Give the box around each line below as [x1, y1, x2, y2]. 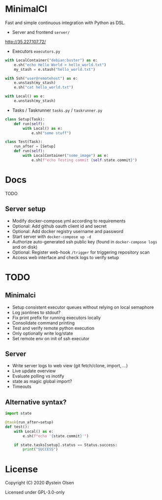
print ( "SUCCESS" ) [23, 447, 58, 452]
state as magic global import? [12, 379, 72, 384]
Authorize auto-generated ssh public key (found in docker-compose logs [12, 238, 158, 244]
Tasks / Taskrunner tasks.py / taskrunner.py [12, 107, 103, 113]
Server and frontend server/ [12, 29, 70, 35]
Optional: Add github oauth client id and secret [12, 223, 107, 229]
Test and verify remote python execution [12, 325, 95, 331]
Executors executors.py [12, 48, 60, 54]
